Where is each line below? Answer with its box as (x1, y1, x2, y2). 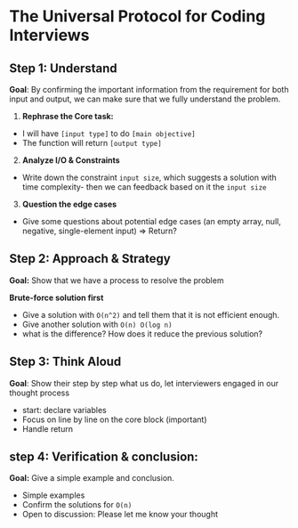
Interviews (9, 25, 90, 45)
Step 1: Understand (9, 61, 117, 76)
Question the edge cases (21, 199, 117, 209)
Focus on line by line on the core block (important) (21, 414, 207, 425)
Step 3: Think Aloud (9, 354, 122, 370)
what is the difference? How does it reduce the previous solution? (21, 328, 263, 339)
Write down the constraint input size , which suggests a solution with (21, 172, 278, 183)
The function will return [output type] (21, 138, 162, 148)
